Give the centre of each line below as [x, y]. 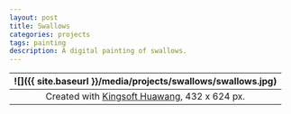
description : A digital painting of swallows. [98, 51]
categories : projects [50, 34]
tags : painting [38, 43]
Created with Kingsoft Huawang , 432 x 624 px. [145, 97]
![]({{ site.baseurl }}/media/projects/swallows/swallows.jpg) [145, 82]
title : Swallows [40, 26]
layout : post [34, 18]
